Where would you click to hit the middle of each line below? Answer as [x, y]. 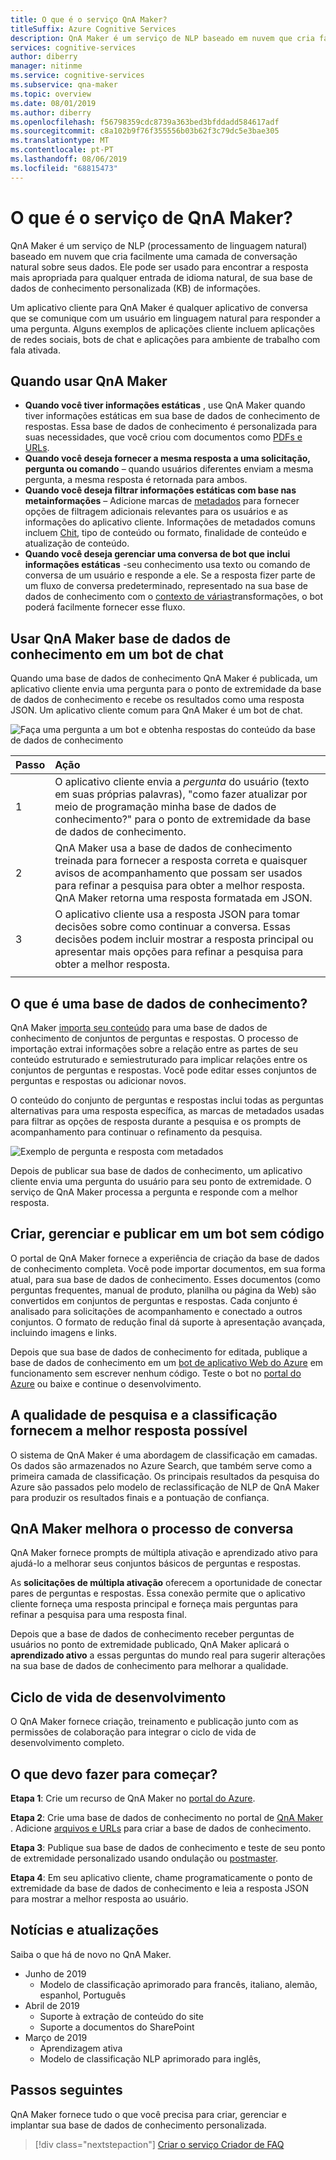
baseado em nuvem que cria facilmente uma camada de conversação [154, 256]
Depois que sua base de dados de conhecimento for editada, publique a [159, 1352]
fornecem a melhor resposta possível [129, 1431]
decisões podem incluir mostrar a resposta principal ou [184, 939]
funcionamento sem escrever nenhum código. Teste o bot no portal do [156, 1373]
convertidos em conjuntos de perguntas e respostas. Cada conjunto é [154, 1300]
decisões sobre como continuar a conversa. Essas [173, 927]
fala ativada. [35, 350]
